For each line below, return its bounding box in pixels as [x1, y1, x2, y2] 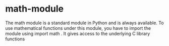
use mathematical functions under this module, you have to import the [5, 25, 151, 31]
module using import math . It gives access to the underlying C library [5, 30, 150, 36]
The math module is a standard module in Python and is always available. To [5, 20, 164, 26]
